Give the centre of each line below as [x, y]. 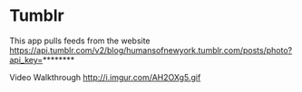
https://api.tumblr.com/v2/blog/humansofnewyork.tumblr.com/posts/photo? [151, 50]
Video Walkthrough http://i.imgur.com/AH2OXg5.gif [105, 77]
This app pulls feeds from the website [80, 41]
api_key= [26, 60]
